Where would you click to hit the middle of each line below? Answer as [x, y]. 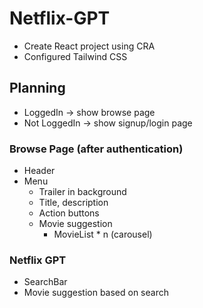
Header [39, 171]
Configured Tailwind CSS [75, 56]
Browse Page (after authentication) [96, 149]
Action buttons [69, 213]
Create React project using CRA [89, 46]
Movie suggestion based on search [96, 293]
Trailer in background [82, 192]
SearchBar [45, 282]
